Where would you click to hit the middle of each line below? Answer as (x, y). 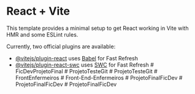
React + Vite (38, 11)
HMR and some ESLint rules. (42, 34)
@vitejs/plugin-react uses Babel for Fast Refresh (77, 58)
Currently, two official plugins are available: (61, 46)
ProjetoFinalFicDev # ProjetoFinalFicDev (66, 84)
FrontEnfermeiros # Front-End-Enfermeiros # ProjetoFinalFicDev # (99, 78)
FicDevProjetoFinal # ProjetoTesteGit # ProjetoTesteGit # (86, 71)
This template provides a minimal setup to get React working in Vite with (97, 28)
